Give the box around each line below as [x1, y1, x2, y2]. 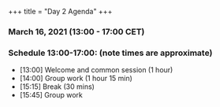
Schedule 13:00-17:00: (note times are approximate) [8, 47, 213, 58]
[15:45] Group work [19, 90, 83, 100]
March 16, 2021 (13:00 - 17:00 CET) [8, 26, 145, 37]
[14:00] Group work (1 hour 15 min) [19, 74, 132, 83]
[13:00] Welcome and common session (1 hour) [19, 65, 173, 75]
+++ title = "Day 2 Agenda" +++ [8, 7, 113, 16]
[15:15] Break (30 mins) [19, 82, 95, 91]
